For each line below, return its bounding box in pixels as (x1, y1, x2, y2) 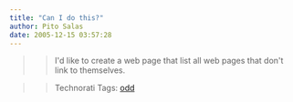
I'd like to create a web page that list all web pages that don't (54, 56, 284, 66)
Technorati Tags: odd (54, 83, 135, 94)
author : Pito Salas (9, 22, 84, 31)
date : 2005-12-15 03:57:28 (9, 30, 112, 39)
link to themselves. (54, 65, 126, 76)
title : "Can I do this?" (9, 13, 104, 23)
